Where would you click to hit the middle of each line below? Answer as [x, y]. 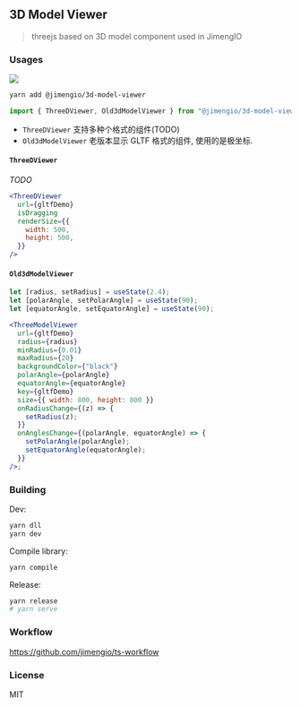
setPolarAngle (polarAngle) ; [77, 442]
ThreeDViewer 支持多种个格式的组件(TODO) [101, 129]
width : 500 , [47, 229]
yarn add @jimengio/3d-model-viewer [77, 95]
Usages [26, 59]
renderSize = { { [43, 221]
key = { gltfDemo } [46, 392]
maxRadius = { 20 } [46, 358]
